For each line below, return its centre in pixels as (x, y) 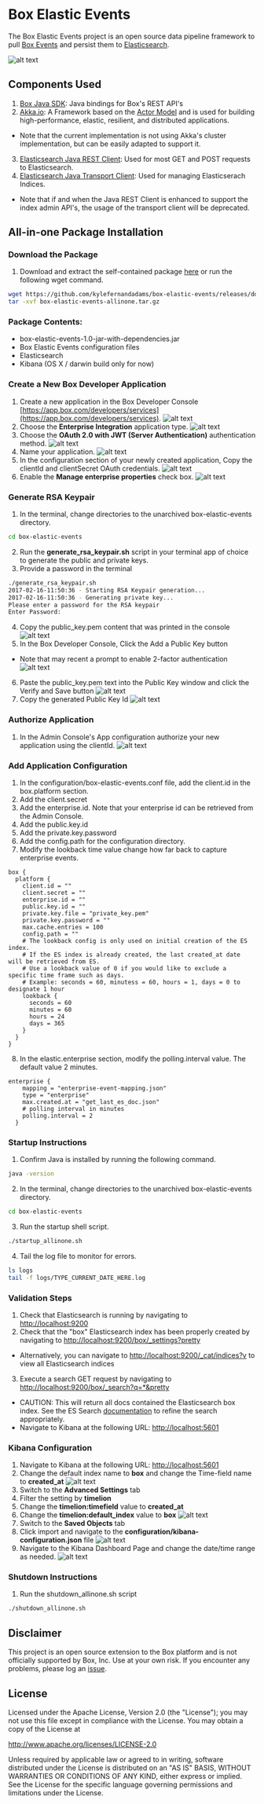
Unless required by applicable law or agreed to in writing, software (116, 1759)
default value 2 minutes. (59, 1067)
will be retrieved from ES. (54, 961)
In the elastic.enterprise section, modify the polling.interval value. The (132, 1058)
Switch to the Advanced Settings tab (80, 1490)
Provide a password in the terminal (75, 568)
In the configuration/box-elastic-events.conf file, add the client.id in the (135, 783)
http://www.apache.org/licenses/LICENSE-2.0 (82, 1744)
